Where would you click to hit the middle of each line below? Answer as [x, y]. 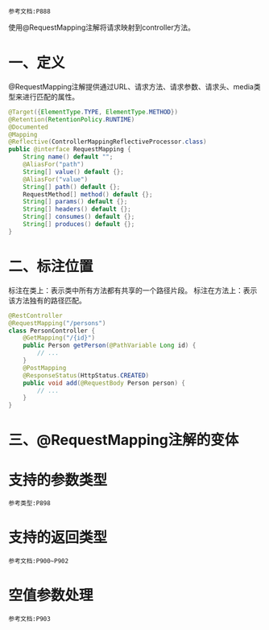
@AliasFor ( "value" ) [56, 179]
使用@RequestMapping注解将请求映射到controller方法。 [102, 27]
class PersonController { [52, 331]
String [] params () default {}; [75, 202]
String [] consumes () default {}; [79, 217]
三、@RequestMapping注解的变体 [124, 440]
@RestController [35, 315]
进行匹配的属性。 [50, 97]
